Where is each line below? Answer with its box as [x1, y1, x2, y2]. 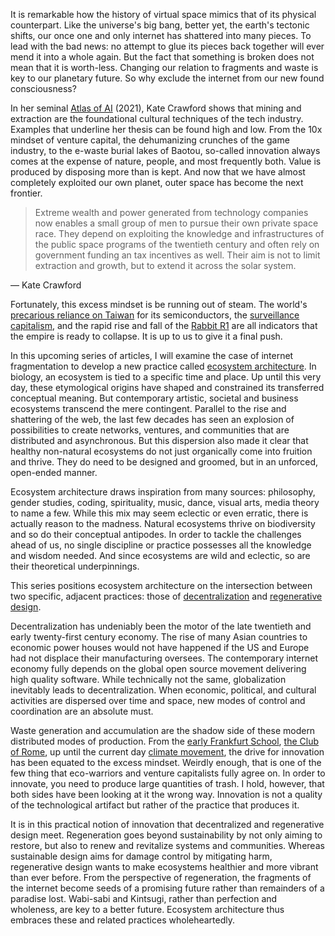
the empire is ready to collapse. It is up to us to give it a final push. [10, 330, 283, 342]
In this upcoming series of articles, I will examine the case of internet [10, 350, 294, 361]
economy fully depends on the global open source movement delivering [10, 663, 307, 674]
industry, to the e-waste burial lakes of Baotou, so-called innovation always [10, 145, 321, 156]
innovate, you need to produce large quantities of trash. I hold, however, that [10, 778, 325, 789]
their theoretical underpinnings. [10, 560, 140, 572]
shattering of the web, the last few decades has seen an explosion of [10, 414, 295, 425]
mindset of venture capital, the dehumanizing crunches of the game [10, 134, 290, 146]
